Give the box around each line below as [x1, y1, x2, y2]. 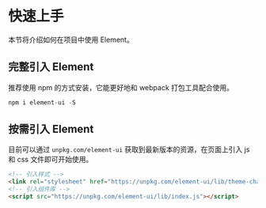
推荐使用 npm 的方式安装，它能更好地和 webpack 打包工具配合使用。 [8, 82, 234, 92]
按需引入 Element [8, 123, 94, 136]
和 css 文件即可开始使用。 [8, 155, 93, 165]
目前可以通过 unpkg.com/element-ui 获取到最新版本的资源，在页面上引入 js [8, 145, 250, 154]
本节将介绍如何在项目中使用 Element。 [8, 35, 135, 44]
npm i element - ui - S [8, 98, 77, 107]
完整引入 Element [8, 60, 94, 74]
